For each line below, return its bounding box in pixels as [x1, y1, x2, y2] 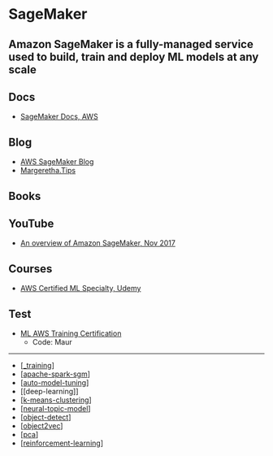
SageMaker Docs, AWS [19, 111, 99, 122]
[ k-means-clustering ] [19, 395, 92, 405]
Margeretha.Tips [19, 166, 76, 176]
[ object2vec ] [19, 421, 63, 431]
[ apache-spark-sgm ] [19, 369, 91, 379]
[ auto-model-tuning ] [19, 378, 89, 388]
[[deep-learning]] [19, 387, 79, 397]
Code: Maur [32, 337, 72, 347]
